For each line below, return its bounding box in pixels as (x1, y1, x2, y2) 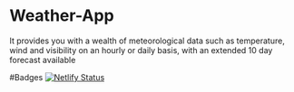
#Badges (9, 71, 44, 82)
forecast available (9, 54, 76, 65)
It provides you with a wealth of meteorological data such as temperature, (9, 35, 286, 46)
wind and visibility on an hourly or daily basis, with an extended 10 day (9, 44, 273, 55)
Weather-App (9, 5, 115, 26)
